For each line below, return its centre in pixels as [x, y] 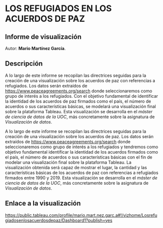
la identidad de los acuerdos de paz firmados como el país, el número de [78, 101]
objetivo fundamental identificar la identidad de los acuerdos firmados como [81, 152]
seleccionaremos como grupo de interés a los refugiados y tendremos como [81, 147]
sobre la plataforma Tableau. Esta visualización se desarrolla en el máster [79, 111]
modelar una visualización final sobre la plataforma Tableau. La [68, 162]
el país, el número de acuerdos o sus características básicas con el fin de [79, 157]
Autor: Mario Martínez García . [36, 48]
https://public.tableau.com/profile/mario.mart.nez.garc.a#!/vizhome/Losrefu [81, 215]
